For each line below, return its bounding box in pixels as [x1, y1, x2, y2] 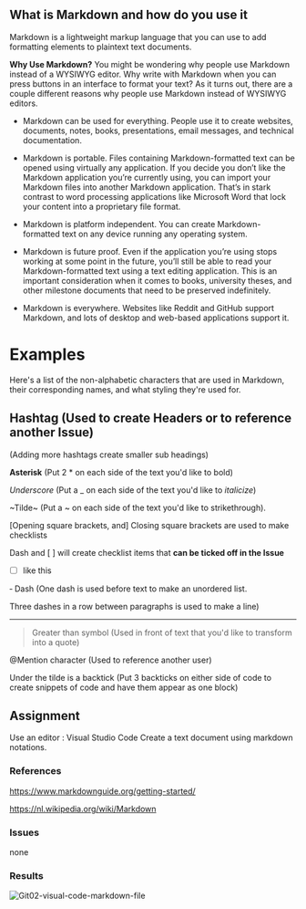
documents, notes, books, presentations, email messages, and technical [22, 125, 294, 136]
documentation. [22, 134, 82, 145]
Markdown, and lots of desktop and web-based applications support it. [22, 312, 290, 323]
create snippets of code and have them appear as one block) [9, 682, 239, 693]
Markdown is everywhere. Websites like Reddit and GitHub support [22, 302, 275, 313]
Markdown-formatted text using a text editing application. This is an [22, 265, 278, 277]
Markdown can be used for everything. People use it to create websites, [22, 115, 293, 126]
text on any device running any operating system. [62, 228, 248, 239]
